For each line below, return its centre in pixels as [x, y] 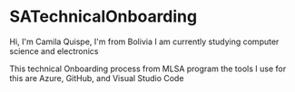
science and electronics [54, 51]
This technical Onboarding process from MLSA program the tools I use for [148, 69]
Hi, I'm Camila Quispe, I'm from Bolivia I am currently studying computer [144, 41]
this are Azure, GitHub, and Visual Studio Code [97, 78]
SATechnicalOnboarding [103, 17]
